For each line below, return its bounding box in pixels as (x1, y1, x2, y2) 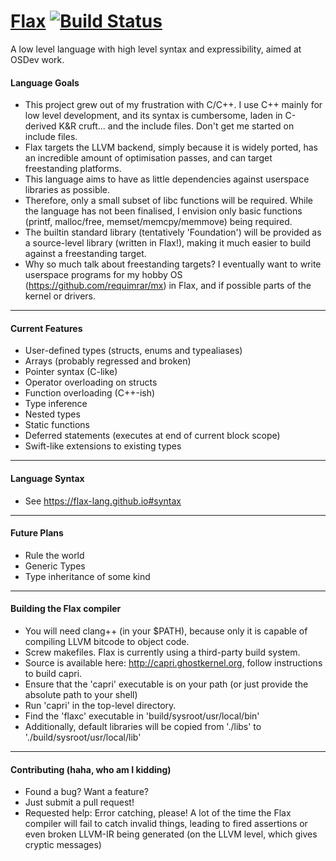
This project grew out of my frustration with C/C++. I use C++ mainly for (24, 99, 323, 111)
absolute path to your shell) (24, 688, 138, 700)
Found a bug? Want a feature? (24, 786, 149, 798)
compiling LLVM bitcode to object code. (24, 635, 190, 647)
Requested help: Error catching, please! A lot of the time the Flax (24, 807, 292, 819)
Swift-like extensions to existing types (24, 440, 182, 452)
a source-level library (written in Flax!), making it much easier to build (24, 237, 312, 249)
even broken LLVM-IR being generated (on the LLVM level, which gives (24, 828, 318, 840)
